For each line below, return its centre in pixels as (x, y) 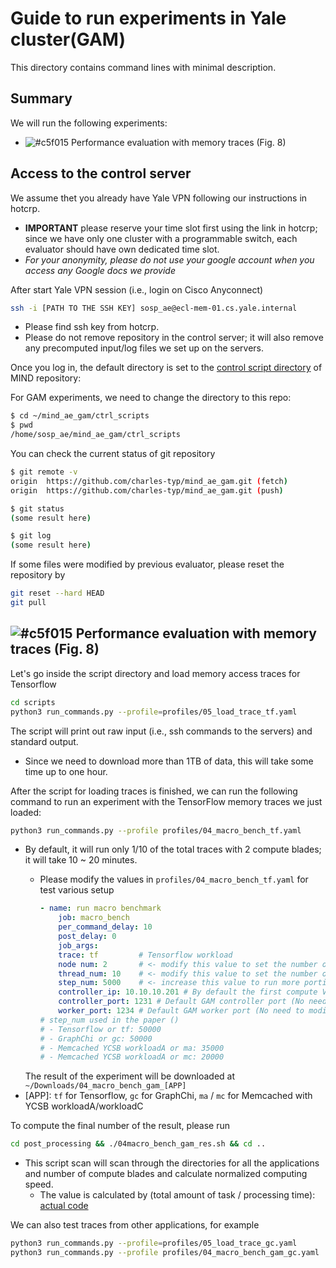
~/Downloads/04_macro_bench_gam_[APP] (105, 1086)
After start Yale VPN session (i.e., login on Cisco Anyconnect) (137, 289)
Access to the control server (101, 173)
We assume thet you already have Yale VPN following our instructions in (159, 198)
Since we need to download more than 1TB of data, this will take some (169, 761)
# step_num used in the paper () (109, 1020)
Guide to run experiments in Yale (148, 18)
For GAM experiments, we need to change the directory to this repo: (151, 398)
